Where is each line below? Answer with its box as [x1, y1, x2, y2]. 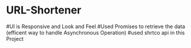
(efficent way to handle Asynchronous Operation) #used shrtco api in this [6, 29, 185, 36]
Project [6, 35, 24, 42]
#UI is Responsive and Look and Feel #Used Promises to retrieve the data [6, 23, 185, 30]
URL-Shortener [6, 4, 82, 17]
